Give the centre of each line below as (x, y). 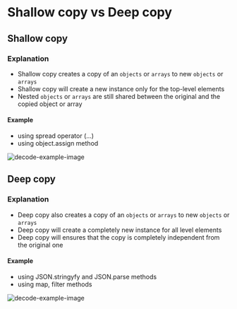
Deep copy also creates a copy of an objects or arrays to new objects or (123, 215)
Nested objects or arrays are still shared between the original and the (119, 96)
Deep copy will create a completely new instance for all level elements (120, 230)
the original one (40, 245)
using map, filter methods (55, 284)
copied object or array (50, 104)
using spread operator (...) (55, 136)
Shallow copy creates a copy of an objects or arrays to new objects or (120, 74)
